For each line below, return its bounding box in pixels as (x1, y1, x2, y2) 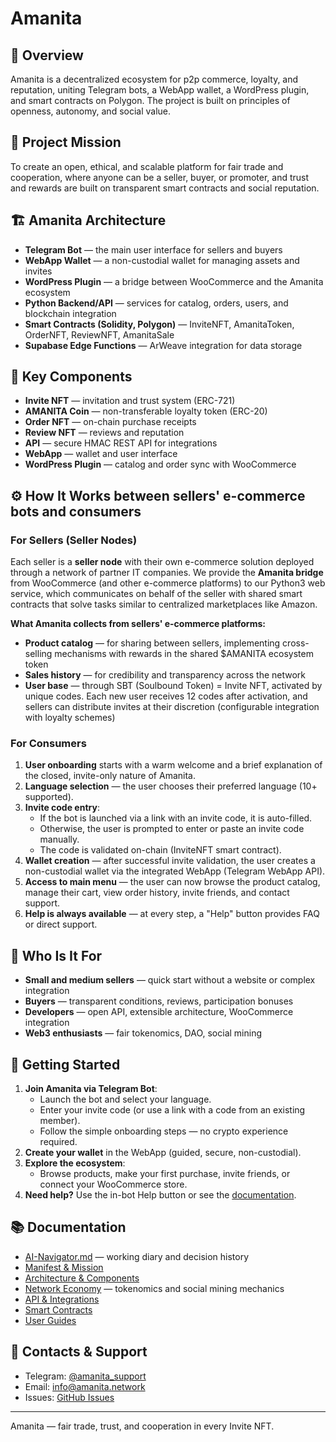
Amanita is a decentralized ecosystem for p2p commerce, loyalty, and (10, 73, 299, 85)
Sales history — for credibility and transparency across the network (24, 669, 307, 681)
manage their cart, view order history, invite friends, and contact (24, 887, 290, 899)
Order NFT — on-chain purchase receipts (24, 416, 197, 428)
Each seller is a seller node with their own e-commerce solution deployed (10, 556, 315, 568)
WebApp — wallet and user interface (24, 448, 178, 460)
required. (39, 1136, 78, 1148)
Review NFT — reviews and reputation (24, 427, 185, 439)
